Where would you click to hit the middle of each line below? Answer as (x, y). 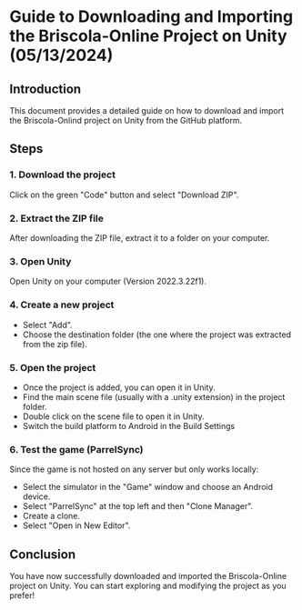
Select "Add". (47, 325)
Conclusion (43, 554)
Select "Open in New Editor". (76, 525)
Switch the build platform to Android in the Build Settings (129, 425)
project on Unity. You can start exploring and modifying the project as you (148, 585)
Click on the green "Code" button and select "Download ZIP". (124, 195)
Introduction (45, 89)
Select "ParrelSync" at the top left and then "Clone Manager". (138, 506)
